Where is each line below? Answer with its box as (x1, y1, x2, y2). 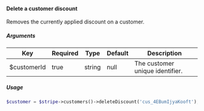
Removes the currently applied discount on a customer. (6, 18, 144, 25)
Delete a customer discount (6, 5, 78, 12)
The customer (134, 59, 174, 68)
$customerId (9, 63, 46, 72)
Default (106, 49, 129, 57)
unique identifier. (134, 67, 183, 75)
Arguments (6, 32, 36, 39)
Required (51, 49, 79, 57)
